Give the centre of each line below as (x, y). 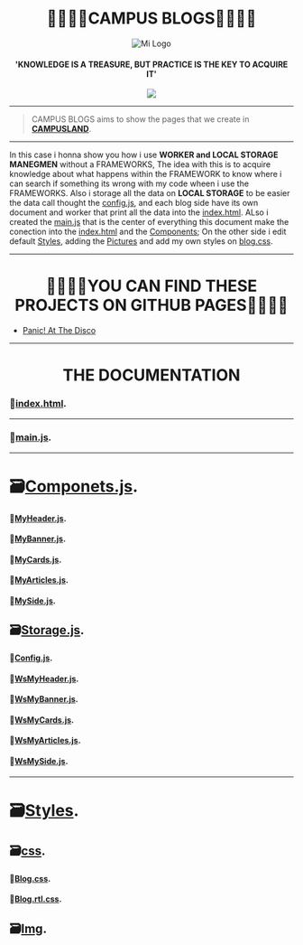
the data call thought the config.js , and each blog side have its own (134, 203)
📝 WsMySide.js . (39, 761)
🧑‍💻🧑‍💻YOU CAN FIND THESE (151, 286)
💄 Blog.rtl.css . (36, 899)
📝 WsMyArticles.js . (45, 741)
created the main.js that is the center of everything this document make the (149, 222)
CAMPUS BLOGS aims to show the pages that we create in (140, 119)
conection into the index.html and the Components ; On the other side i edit (148, 232)
